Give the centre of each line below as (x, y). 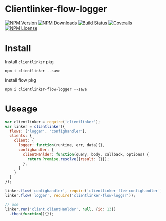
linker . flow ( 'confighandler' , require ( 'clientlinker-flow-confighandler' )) (85, 191)
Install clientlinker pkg (30, 62)
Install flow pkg (21, 80)
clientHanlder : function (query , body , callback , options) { (86, 154)
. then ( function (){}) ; (32, 214)
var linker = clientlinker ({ (35, 127)
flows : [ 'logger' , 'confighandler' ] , (48, 131)
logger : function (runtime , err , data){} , (62, 145)
